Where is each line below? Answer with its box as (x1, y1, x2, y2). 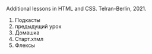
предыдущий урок (14, 23, 62, 30)
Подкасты (14, 17, 40, 23)
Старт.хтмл (14, 36, 44, 42)
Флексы (14, 42, 36, 49)
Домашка (14, 29, 40, 36)
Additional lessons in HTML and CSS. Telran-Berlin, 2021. (6, 5, 147, 12)
